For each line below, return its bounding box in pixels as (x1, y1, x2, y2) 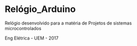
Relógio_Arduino (5, 3, 76, 15)
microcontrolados (5, 25, 41, 31)
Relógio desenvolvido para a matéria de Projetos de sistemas (5, 20, 132, 26)
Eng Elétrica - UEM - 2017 (5, 35, 59, 41)
